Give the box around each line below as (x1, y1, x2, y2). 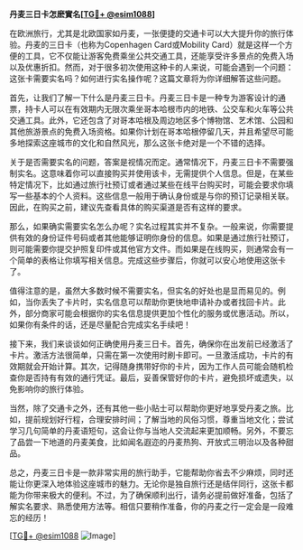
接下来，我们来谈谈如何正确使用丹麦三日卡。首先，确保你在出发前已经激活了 (9, 339, 294, 349)
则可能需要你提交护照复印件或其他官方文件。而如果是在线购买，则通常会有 (9, 244, 286, 254)
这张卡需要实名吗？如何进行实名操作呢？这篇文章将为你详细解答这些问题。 (9, 73, 286, 84)
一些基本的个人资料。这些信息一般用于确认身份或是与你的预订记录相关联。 (16, 191, 294, 201)
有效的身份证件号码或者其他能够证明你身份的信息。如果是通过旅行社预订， (16, 232, 294, 243)
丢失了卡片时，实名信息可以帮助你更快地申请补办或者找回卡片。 (40, 297, 278, 307)
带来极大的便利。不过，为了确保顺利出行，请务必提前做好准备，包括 (32, 489, 286, 500)
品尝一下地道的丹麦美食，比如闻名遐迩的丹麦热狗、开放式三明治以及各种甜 (16, 437, 294, 447)
